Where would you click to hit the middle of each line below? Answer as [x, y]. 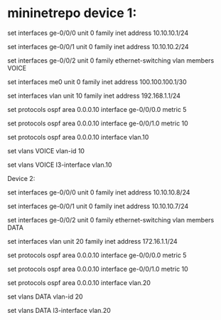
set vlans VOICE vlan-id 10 [46, 150]
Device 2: [21, 178]
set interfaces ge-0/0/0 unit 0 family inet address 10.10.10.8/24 [99, 192]
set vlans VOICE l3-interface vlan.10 [60, 165]
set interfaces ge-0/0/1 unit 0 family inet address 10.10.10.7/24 [98, 206]
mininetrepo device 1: [72, 13]
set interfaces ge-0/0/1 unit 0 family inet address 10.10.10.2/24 [98, 46]
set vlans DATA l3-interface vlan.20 [59, 310]
